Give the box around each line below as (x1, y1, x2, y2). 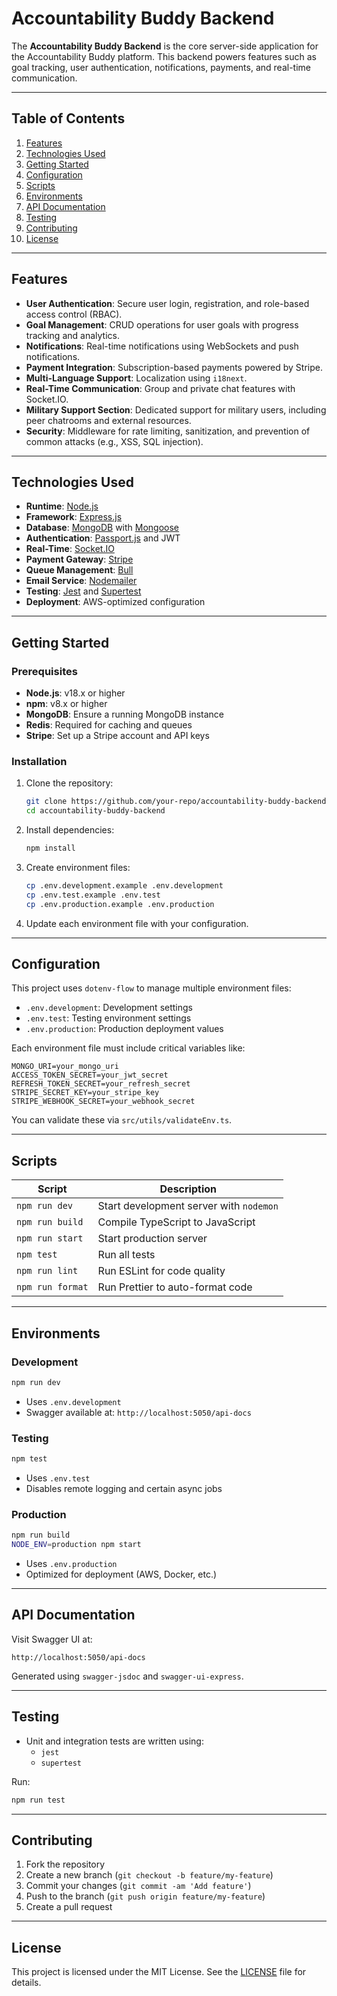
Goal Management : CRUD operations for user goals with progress (25, 318, 299, 331)
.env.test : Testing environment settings (25, 1012, 192, 1024)
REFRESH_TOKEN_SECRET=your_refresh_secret (11, 1079, 191, 1089)
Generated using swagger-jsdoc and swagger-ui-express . (11, 1670, 244, 1682)
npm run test (11, 1795, 66, 1805)
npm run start (16, 1233, 84, 1244)
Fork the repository (25, 1858, 106, 1871)
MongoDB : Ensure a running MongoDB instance (25, 708, 224, 721)
